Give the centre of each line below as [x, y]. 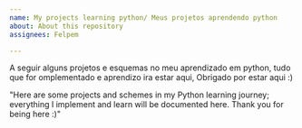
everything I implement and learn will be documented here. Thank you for [146, 105]
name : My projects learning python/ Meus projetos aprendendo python [144, 18]
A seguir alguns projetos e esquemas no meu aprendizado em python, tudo [150, 68]
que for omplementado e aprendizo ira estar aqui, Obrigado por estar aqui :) [151, 78]
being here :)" [35, 114]
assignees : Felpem [44, 34]
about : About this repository [67, 26]
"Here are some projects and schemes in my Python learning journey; [140, 95]
